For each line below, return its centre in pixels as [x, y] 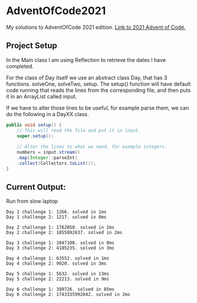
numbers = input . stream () [49, 152]
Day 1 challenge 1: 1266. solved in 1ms [57, 212]
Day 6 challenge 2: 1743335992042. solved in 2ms [68, 295]
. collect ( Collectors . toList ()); [56, 163]
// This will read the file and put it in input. [79, 130]
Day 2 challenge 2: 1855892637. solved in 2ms [64, 233]
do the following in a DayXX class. [47, 114]
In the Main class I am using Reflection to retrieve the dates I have [86, 60]
